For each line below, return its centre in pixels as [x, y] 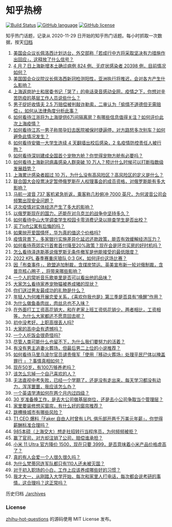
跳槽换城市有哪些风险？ [38, 412]
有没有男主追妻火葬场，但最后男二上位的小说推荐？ [67, 348]
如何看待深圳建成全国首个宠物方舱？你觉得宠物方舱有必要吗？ [78, 155]
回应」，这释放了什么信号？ [46, 59]
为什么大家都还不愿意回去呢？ [54, 316]
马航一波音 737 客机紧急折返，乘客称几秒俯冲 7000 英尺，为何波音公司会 [90, 194]
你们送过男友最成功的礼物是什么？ [49, 290]
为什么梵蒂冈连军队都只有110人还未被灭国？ [59, 463]
